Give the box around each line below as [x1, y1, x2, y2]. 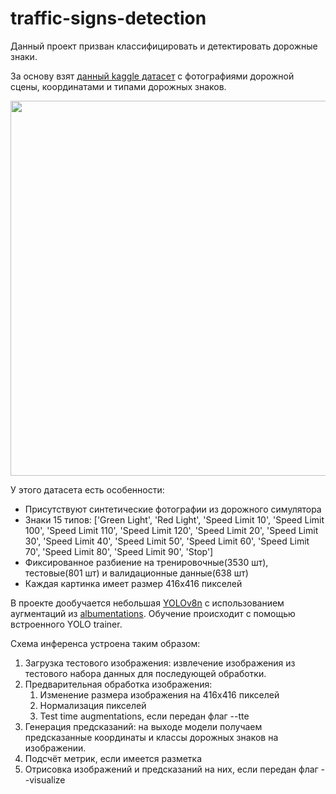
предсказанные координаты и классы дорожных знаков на [24, 731, 279, 743]
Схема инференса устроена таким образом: [10, 637, 201, 649]
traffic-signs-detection [10, 7, 207, 30]
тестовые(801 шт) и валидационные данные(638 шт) [24, 567, 249, 579]
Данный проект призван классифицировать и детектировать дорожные [10, 40, 318, 52]
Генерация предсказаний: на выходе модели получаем [24, 720, 263, 732]
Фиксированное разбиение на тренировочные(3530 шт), [24, 556, 269, 568]
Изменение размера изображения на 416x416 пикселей [39, 688, 280, 701]
